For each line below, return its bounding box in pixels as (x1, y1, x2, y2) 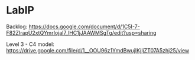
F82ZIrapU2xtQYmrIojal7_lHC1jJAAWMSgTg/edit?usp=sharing (6, 29, 157, 36)
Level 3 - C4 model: (6, 41, 54, 48)
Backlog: (6, 23, 28, 30)
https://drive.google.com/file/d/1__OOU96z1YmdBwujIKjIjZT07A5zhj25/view (6, 46, 190, 54)
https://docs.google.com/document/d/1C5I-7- (28, 23, 140, 30)
